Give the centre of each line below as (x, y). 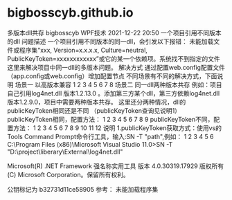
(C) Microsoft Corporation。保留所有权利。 (68, 174)
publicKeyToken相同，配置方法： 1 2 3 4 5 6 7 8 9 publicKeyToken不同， (110, 119)
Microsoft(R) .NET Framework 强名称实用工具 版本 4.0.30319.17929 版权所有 (116, 166)
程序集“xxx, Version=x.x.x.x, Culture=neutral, (83, 50)
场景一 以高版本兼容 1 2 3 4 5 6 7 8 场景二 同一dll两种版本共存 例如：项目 (119, 84)
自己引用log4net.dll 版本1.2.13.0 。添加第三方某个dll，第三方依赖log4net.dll (114, 93)
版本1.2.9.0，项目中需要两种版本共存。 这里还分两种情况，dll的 (97, 102)
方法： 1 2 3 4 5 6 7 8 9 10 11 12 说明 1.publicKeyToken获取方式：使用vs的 (117, 128)
